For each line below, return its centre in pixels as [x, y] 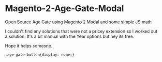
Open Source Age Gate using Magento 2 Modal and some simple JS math [78, 22]
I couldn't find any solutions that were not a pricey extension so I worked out [81, 31]
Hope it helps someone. [29, 46]
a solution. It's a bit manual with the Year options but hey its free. [70, 36]
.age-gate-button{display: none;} [40, 54]
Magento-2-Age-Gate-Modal [65, 8]
